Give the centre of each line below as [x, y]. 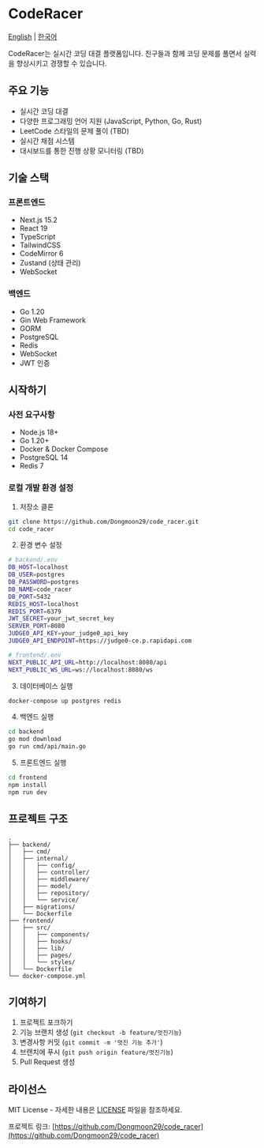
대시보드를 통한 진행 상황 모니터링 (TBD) [82, 150]
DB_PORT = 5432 [30, 597]
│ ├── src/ [30, 928]
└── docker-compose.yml [47, 976]
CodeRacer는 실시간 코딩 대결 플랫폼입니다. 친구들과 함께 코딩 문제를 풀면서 [125, 53]
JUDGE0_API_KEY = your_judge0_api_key [68, 634]
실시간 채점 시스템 [47, 141]
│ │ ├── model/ [40, 886]
